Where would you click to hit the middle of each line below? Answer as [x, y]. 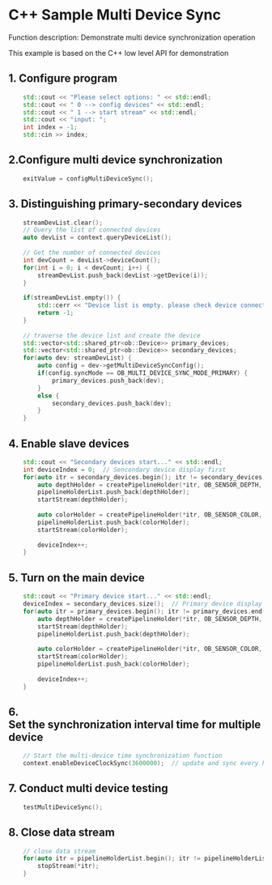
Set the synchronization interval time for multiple [135, 724]
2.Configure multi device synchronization [116, 160]
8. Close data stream [62, 833]
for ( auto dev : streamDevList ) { [77, 358]
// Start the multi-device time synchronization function [123, 756]
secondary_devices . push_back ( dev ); [112, 403]
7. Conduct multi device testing [88, 788]
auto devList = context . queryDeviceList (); [98, 238]
